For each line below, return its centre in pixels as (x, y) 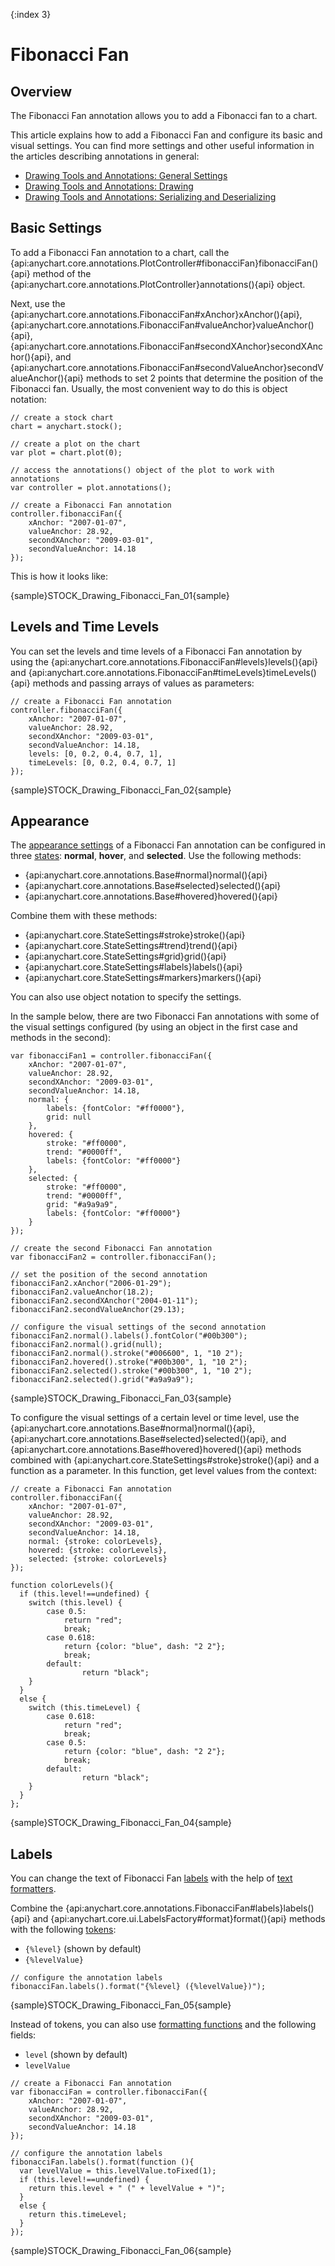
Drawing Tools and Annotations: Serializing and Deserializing (150, 197)
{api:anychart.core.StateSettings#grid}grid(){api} (125, 956)
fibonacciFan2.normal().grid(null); (86, 1345)
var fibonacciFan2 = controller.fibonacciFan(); (113, 1257)
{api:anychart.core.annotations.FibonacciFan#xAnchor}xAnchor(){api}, (156, 314)
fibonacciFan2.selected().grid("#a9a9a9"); (102, 1380)
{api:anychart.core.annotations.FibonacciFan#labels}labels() (190, 1908)
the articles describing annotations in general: (105, 156)
